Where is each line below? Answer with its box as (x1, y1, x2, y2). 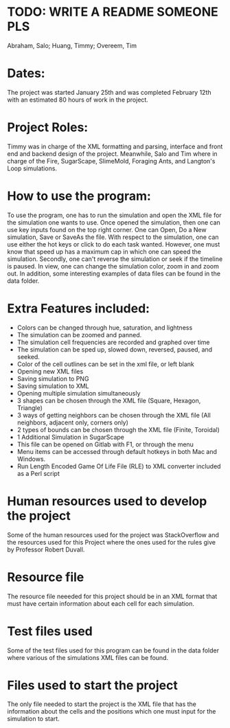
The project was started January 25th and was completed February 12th (7, 88, 211, 96)
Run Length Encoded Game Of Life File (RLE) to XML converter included (16, 462, 221, 470)
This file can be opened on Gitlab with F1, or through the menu (16, 440, 194, 448)
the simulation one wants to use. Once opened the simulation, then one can (7, 218, 221, 227)
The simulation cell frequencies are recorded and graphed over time (16, 338, 211, 346)
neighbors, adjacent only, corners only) (16, 418, 129, 426)
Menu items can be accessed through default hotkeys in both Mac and (16, 447, 218, 455)
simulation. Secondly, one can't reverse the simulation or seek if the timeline (7, 255, 223, 263)
